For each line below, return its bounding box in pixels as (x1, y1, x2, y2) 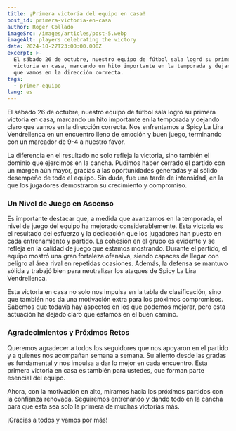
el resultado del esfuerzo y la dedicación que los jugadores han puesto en (7, 230, 222, 238)
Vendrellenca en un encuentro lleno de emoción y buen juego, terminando (7, 131, 223, 139)
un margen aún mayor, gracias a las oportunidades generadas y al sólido (7, 166, 218, 175)
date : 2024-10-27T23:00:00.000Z (7, 43, 102, 50)
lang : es (7, 88, 33, 95)
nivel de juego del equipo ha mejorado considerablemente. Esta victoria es (7, 222, 223, 230)
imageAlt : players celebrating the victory (7, 37, 137, 44)
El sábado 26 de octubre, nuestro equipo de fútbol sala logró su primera (7, 108, 216, 117)
